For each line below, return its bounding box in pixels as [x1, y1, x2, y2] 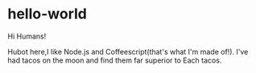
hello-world [7, 5, 88, 23]
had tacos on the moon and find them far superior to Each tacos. [7, 55, 222, 65]
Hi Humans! [7, 31, 47, 41]
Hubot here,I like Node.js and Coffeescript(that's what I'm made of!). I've [7, 47, 249, 56]
